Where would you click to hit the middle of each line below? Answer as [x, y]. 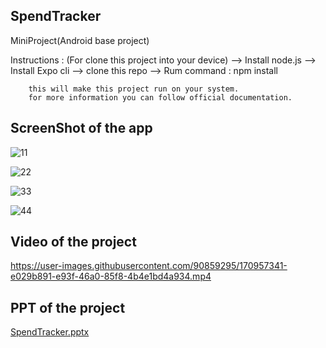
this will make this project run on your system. [134, 89]
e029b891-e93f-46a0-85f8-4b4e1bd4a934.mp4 [111, 276]
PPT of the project [68, 307]
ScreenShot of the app [81, 128]
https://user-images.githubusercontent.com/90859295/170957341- [149, 266]
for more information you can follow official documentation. [160, 97]
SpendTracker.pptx [50, 332]
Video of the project [73, 242]
